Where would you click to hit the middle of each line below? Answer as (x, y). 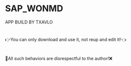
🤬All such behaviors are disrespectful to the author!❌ (59, 59)
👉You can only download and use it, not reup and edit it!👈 (66, 40)
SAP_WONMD (34, 9)
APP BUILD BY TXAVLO (29, 22)
